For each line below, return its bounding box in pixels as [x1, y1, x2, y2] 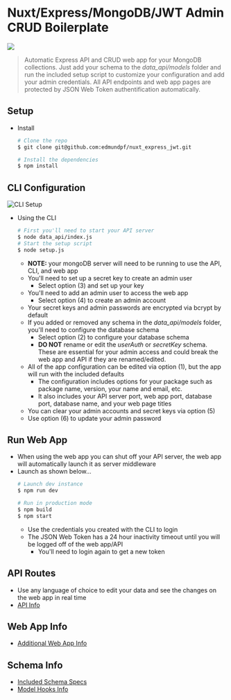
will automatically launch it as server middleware [17, 460, 156, 468]
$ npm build [17, 506, 52, 513]
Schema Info [7, 659, 63, 671]
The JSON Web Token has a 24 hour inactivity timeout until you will [27, 533, 221, 541]
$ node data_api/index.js [17, 233, 92, 240]
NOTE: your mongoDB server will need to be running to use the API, [27, 259, 222, 267]
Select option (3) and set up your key [37, 281, 144, 290]
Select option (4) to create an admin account [37, 296, 166, 304]
